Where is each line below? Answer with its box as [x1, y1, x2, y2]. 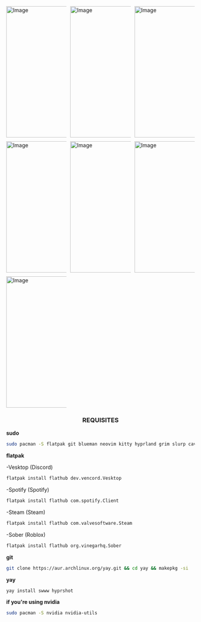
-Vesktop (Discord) [6, 463, 53, 471]
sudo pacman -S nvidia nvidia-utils [6, 610, 98, 616]
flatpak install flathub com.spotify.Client [6, 498, 119, 504]
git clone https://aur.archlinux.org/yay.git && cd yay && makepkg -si [6, 565, 188, 571]
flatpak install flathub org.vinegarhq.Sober [6, 543, 121, 549]
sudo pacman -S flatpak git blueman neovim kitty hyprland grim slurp [6, 441, 186, 447]
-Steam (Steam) [6, 509, 46, 516]
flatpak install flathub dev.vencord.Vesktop [6, 476, 121, 482]
